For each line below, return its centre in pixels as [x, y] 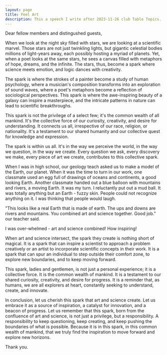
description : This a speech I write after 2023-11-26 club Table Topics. [83, 19]
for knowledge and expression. [37, 137]
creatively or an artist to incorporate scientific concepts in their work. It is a [82, 249]
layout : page [19, 10]
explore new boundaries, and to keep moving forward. [61, 259]
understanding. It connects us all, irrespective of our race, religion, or [76, 126]
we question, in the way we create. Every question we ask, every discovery [83, 152]
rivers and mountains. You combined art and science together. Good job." [81, 213]
